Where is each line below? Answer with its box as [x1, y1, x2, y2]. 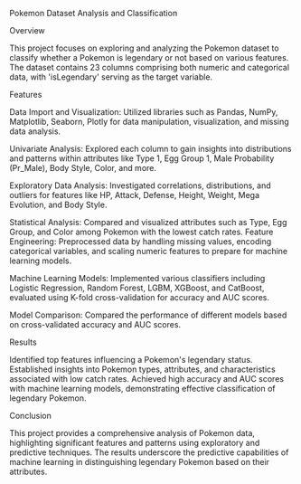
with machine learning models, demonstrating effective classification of [9, 384, 276, 394]
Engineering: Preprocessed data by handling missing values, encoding [9, 236, 272, 247]
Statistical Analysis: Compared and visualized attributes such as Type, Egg [9, 217, 287, 227]
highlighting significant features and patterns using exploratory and [9, 438, 260, 448]
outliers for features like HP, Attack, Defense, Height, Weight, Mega [9, 190, 260, 200]
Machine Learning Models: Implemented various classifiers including [9, 273, 266, 283]
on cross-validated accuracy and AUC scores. [9, 319, 182, 329]
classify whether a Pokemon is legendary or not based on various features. [9, 52, 289, 62]
